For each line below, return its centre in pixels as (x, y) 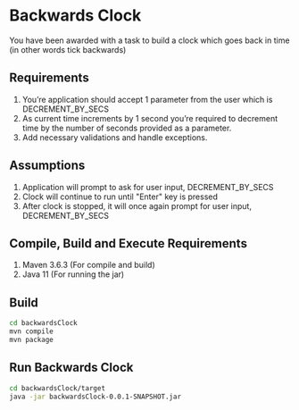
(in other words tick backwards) (68, 49)
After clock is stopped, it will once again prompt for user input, (137, 205)
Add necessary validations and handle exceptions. (115, 137)
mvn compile (31, 331)
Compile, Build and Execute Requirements (129, 243)
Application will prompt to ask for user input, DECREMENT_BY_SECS (148, 187)
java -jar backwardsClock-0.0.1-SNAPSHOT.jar (95, 397)
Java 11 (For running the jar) (73, 274)
